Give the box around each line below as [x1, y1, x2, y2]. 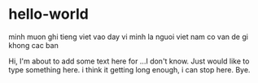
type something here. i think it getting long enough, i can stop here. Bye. [8, 64, 251, 74]
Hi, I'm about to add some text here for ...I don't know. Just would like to [8, 56, 250, 66]
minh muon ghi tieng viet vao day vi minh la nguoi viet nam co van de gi [8, 32, 248, 41]
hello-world [8, 5, 90, 24]
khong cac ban [8, 40, 59, 50]
